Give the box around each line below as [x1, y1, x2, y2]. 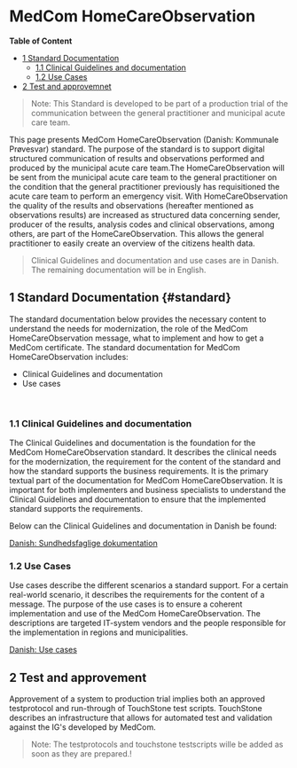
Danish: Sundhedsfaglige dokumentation [9, 538, 158, 549]
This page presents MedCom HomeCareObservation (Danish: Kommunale [9, 134, 279, 145]
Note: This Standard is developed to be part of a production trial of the [30, 98, 288, 108]
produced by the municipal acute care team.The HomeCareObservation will [9, 162, 285, 173]
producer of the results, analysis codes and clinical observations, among [9, 219, 275, 230]
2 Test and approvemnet [21, 81, 113, 91]
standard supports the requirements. [9, 504, 144, 514]
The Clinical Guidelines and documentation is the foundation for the [9, 437, 256, 449]
